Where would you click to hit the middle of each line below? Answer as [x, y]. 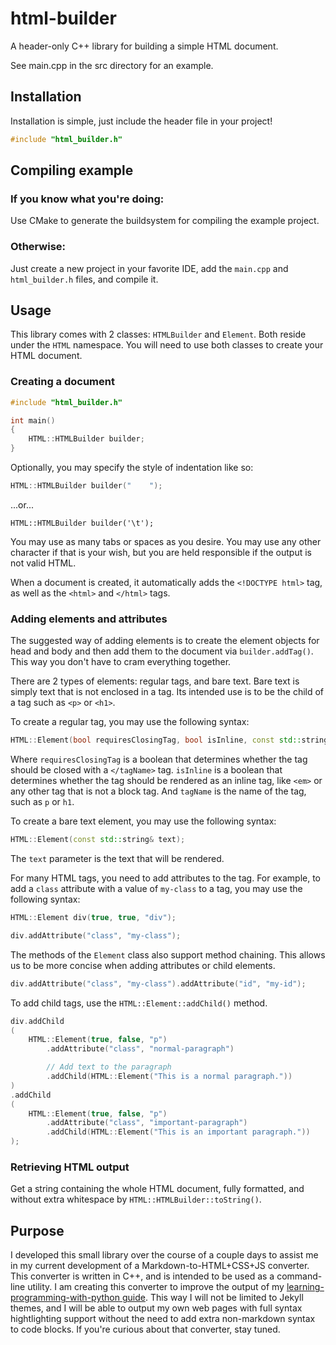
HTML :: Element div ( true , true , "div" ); [93, 918]
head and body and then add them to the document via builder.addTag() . [162, 651]
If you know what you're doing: [87, 199]
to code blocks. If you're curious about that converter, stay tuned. [145, 1329]
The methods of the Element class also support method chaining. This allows [168, 954]
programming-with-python [65, 1298]
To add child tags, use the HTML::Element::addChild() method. [139, 1003]
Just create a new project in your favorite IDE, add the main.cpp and [149, 268]
